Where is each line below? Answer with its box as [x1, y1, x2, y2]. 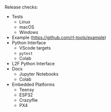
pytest [19, 51, 33, 56]
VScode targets [19, 45, 51, 51]
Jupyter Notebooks [19, 71, 59, 77]
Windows [19, 29, 38, 35]
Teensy [19, 87, 35, 92]
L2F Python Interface [11, 61, 55, 66]
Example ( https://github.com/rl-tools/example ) [11, 34, 107, 40]
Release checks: [4, 4, 38, 10]
